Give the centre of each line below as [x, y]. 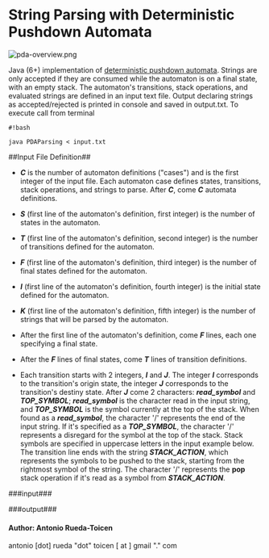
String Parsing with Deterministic [122, 15]
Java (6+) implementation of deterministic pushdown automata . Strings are [133, 69]
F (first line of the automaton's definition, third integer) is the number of [138, 262]
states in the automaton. [60, 222]
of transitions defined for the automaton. [87, 246]
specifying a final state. [59, 343]
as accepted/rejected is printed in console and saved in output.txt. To [124, 104]
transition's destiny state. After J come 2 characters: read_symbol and [138, 392]
